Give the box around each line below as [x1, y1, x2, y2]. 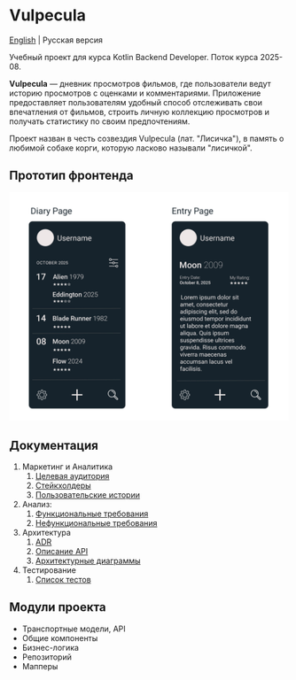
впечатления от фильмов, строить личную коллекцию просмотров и [9, 106, 270, 117]
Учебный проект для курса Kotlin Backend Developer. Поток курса [9, 51, 259, 62]
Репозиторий [21, 652, 73, 662]
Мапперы [21, 661, 58, 671]
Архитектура [21, 528, 71, 538]
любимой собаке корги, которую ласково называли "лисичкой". [9, 143, 253, 153]
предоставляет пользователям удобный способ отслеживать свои [9, 97, 263, 107]
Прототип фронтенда [9, 168, 134, 183]
